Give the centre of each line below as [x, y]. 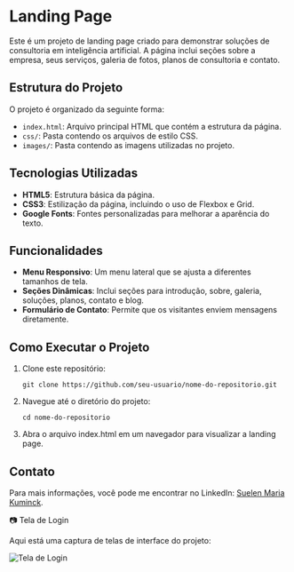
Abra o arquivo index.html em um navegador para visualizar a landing [149, 434]
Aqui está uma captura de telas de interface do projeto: [110, 540]
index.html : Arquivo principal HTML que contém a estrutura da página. [152, 126]
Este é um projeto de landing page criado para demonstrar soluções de [139, 41]
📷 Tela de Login [39, 520]
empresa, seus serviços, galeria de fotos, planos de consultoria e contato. [145, 60]
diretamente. [45, 319]
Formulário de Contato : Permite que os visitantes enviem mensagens [150, 310]
